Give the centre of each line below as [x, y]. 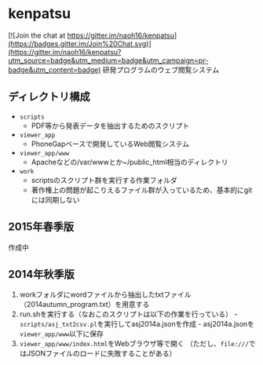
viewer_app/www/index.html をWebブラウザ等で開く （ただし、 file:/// [134, 344]
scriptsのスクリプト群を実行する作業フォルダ [104, 180]
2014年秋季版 [41, 274]
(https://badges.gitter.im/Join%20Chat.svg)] [80, 43]
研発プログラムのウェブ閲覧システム [161, 69]
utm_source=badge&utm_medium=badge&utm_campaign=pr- [108, 60]
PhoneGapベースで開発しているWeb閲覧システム [110, 144]
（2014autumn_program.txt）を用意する [84, 305]
